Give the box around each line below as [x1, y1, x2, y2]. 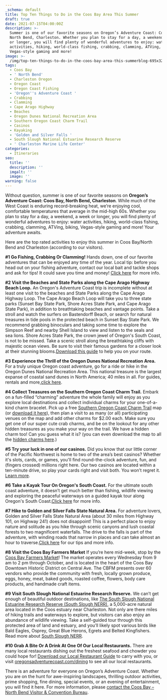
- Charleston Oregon [9, 77, 52, 82]
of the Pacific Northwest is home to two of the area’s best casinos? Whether [5, 451, 161, 457]
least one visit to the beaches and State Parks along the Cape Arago [5, 290, 145, 296]
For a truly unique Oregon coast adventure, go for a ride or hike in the [5, 363, 148, 369]
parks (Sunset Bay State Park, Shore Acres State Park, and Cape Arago [5, 301, 151, 306]
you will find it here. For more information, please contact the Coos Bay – [5, 684, 155, 690]
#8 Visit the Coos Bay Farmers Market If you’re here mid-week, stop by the [5, 549, 161, 555]
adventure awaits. [5, 230, 42, 235]
